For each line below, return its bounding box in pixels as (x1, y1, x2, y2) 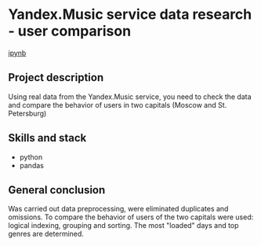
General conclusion (8, 183, 106, 196)
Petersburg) (8, 108, 47, 118)
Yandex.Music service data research (8, 6, 252, 24)
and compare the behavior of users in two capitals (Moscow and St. (8, 100, 227, 109)
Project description (8, 71, 104, 84)
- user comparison (8, 22, 132, 40)
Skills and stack (8, 131, 87, 145)
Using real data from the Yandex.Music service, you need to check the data (8, 92, 252, 101)
